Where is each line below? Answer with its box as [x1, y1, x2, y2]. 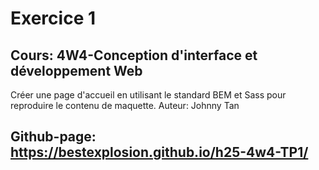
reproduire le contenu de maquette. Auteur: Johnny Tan [10, 100, 240, 111]
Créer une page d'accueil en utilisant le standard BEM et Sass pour [10, 89, 287, 101]
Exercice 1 [10, 7, 97, 30]
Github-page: [10, 128, 97, 146]
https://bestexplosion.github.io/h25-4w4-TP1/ [10, 144, 309, 161]
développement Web [10, 62, 143, 79]
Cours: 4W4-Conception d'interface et [10, 47, 258, 64]
